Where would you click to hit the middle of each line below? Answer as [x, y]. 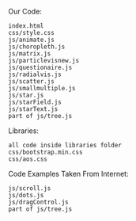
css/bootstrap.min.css [45, 152]
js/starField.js [35, 102]
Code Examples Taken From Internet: [68, 174]
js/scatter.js [32, 82]
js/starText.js [33, 109]
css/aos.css [28, 159]
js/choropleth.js [37, 47]
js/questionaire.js [40, 67]
